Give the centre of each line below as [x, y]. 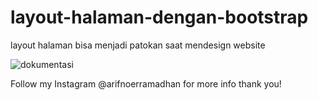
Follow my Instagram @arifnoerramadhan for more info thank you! [146, 83]
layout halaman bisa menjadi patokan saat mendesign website [138, 45]
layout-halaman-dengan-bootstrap [159, 17]
